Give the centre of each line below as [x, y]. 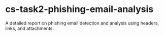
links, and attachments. [30, 28]
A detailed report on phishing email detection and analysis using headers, [82, 23]
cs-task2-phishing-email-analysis [79, 9]
